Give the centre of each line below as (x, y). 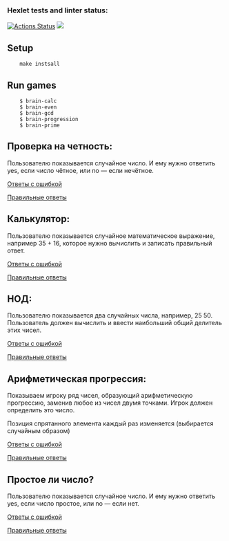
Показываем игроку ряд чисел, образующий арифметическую (100, 396)
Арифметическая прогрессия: (77, 379)
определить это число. (41, 410)
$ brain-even (38, 107)
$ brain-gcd (37, 113)
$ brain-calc (38, 101)
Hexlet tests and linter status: (58, 10)
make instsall (40, 64)
